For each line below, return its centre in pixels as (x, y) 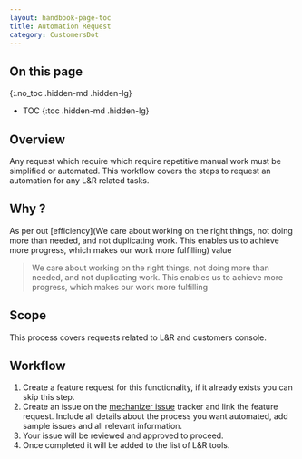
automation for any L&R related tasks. (79, 181)
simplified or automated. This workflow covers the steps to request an (140, 171)
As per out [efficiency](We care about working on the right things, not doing (151, 230)
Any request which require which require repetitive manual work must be (145, 161)
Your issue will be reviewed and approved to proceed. (123, 435)
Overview (38, 139)
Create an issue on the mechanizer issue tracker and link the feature (150, 407)
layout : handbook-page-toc (60, 18)
